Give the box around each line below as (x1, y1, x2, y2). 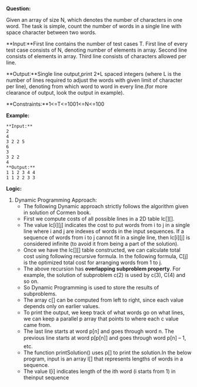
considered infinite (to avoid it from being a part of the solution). (23, 241, 179, 247)
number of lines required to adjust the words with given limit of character (6, 76, 183, 84)
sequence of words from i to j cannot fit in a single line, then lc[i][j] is (23, 234, 191, 241)
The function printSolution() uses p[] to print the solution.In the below (23, 349, 192, 356)
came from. (23, 322, 52, 328)
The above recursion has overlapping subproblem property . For (23, 265, 181, 272)
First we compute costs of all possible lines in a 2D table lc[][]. (23, 215, 175, 222)
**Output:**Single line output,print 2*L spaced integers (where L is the (6, 71, 181, 77)
